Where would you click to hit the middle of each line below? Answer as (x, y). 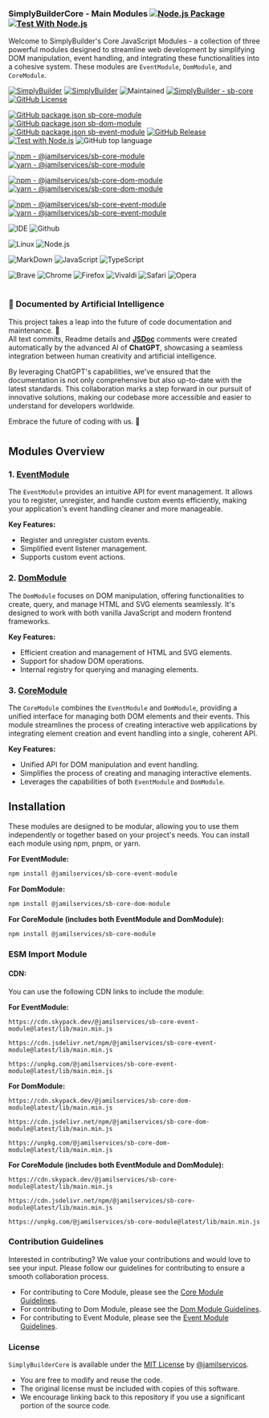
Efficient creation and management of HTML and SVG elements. (126, 652)
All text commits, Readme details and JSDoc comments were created (123, 338)
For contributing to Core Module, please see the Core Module (122, 1292)
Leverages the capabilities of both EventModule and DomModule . (122, 781)
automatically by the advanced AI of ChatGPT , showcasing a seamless (126, 347)
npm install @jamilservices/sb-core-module (82, 934)
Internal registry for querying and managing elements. (109, 669)
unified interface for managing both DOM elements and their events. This (129, 716)
